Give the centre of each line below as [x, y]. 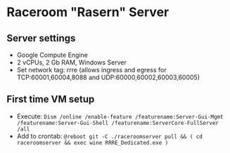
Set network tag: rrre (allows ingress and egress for [91, 70]
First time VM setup [51, 99]
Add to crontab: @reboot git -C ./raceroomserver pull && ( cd [110, 136]
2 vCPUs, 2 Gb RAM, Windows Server [72, 62]
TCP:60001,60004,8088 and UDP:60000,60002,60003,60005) [108, 77]
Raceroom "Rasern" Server [88, 12]
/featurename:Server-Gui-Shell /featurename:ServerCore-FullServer [117, 123]
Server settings [41, 38]
